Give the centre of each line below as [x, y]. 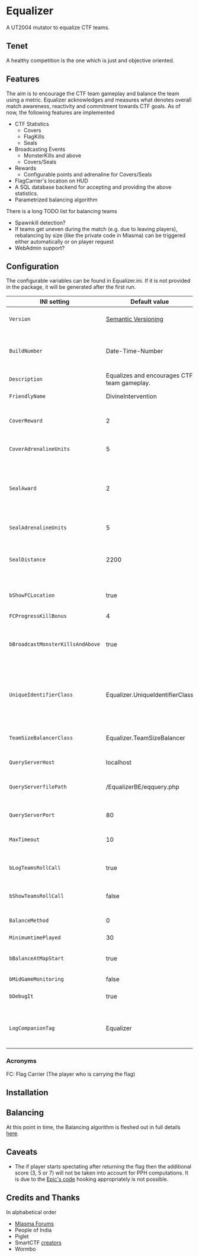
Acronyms [21, 1061]
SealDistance [28, 560]
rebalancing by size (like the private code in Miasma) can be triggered [100, 235]
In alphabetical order [31, 1212]
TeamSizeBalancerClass [41, 738]
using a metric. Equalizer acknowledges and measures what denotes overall [99, 100]
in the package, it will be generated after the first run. [71, 287]
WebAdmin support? [40, 248]
